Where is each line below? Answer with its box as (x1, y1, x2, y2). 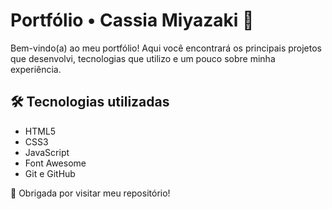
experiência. (10, 63, 62, 75)
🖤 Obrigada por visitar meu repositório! (10, 187, 171, 199)
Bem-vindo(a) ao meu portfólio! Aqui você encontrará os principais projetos (10, 42, 322, 54)
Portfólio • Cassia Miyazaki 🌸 (10, 9, 255, 32)
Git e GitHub (24, 167, 76, 179)
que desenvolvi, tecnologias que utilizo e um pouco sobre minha (10, 52, 276, 64)
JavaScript (24, 146, 70, 158)
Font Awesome (24, 157, 87, 169)
